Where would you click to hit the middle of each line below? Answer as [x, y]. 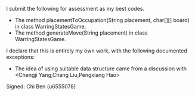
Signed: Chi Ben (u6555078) [41, 86]
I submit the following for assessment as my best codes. [75, 9]
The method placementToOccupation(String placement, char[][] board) [102, 20]
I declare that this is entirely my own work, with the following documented [97, 51]
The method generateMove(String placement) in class [81, 33]
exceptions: [20, 57]
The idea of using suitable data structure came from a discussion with [100, 69]
